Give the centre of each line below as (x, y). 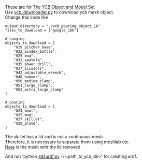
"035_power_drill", (33, 64)
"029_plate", (27, 123)
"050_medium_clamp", (34, 81)
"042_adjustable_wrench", (40, 73)
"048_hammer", (28, 77)
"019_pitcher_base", (34, 47)
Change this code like (27, 17)
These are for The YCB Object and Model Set (50, 7)
